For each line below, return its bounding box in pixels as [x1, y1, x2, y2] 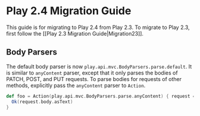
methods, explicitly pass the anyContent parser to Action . [6, 82, 146, 89]
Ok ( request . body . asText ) [11, 99, 73, 105]
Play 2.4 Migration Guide [6, 4, 132, 18]
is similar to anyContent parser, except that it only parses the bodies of [6, 69, 178, 76]
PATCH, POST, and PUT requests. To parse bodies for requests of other [6, 75, 182, 82]
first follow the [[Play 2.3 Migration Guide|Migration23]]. [6, 30, 144, 37]
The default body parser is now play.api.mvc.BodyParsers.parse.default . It [6, 63, 192, 70]
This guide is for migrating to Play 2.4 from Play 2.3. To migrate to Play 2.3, [6, 24, 190, 31]
